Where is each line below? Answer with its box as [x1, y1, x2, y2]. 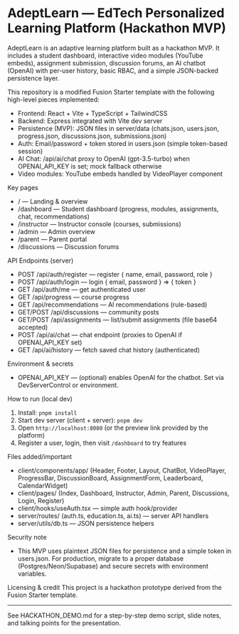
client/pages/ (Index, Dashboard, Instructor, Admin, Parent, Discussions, [17, 489, 230, 497]
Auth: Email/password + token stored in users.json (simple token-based [17, 139, 228, 147]
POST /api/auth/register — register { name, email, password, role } [17, 270, 213, 278]
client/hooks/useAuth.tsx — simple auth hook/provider [17, 504, 178, 512]
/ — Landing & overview [17, 197, 88, 206]
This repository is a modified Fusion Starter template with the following [7, 88, 215, 96]
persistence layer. [7, 73, 60, 83]
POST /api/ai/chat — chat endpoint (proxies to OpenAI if [17, 330, 183, 339]
